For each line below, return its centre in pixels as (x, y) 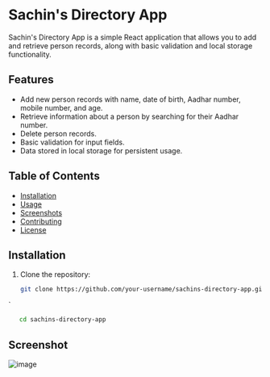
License (33, 230)
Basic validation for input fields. (72, 142)
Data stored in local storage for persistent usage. (101, 150)
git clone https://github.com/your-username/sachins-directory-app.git (143, 289)
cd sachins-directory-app (62, 320)
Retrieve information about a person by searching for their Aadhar (129, 116)
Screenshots (41, 212)
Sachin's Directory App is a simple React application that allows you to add (133, 37)
